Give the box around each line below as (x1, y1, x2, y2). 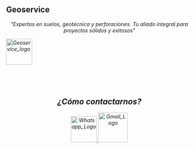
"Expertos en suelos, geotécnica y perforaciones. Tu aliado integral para (11, 20, 188, 27)
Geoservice (6, 5, 50, 15)
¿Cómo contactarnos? (57, 97, 142, 106)
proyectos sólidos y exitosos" (63, 27, 135, 34)
